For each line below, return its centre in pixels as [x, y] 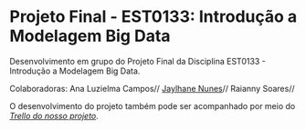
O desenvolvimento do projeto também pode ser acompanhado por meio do [153, 105]
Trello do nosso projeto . [54, 115]
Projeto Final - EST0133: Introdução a [153, 17]
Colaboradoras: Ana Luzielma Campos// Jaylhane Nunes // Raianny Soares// [152, 88]
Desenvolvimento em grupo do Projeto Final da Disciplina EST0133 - [138, 61]
